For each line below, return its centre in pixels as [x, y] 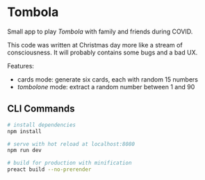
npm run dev [24, 151]
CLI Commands [41, 109]
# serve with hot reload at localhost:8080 [71, 144]
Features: [21, 66]
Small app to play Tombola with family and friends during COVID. [100, 31]
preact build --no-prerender [49, 170]
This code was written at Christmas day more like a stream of [95, 45]
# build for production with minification [69, 163]
